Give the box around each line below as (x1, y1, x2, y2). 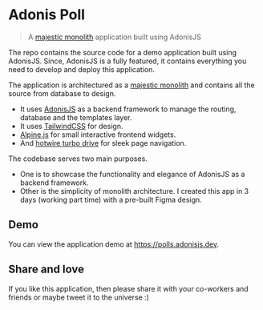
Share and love (8, 263, 84, 276)
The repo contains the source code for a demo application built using (8, 47, 237, 57)
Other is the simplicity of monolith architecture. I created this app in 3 (19, 186, 249, 195)
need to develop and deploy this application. (8, 64, 155, 74)
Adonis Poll (8, 6, 86, 24)
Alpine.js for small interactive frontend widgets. (19, 130, 176, 139)
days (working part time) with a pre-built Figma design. (19, 195, 202, 204)
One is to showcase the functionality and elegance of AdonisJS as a (19, 169, 245, 179)
